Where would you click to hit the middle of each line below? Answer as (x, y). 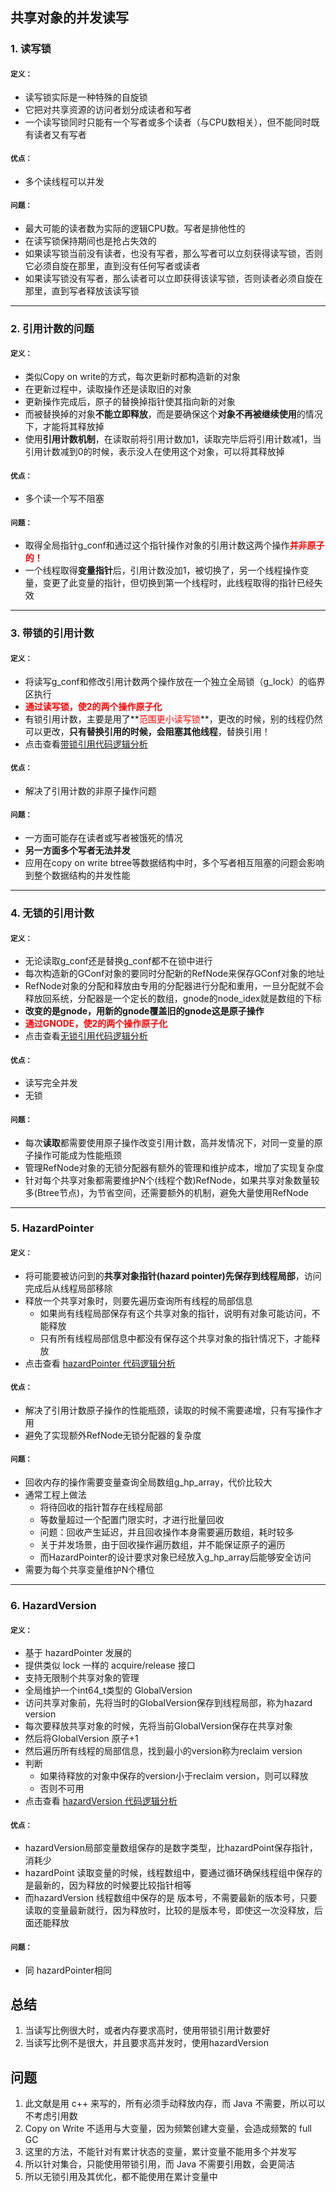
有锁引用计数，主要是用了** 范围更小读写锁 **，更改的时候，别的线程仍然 (173, 719)
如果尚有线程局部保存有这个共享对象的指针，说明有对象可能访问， (175, 1313)
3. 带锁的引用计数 (52, 633)
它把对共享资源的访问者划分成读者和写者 (108, 109)
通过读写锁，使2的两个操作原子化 (93, 706)
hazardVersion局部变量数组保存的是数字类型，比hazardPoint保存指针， (171, 1848)
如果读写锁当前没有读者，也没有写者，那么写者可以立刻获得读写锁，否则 (173, 253)
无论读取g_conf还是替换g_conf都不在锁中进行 (118, 961)
